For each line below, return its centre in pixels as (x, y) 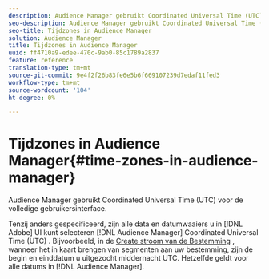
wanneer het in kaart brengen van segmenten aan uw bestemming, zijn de (131, 249)
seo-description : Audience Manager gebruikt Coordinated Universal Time (132, 23)
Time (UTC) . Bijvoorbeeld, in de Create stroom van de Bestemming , (121, 241)
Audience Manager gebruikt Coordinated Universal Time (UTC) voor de (126, 200)
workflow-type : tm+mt (44, 82)
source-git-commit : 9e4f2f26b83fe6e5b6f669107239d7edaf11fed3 (114, 75)
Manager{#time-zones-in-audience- (133, 161)
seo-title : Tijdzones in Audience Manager (80, 30)
